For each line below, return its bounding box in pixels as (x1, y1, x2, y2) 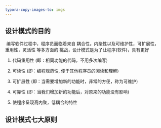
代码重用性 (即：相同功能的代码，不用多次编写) (12, 57, 108, 63)
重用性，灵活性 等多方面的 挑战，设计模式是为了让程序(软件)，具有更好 (5, 47, 150, 53)
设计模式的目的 (5, 27, 51, 35)
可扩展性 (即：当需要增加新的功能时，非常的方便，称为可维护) (12, 79, 138, 85)
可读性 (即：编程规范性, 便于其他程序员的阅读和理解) (12, 68, 119, 74)
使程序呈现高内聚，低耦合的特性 (12, 99, 78, 105)
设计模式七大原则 (5, 115, 57, 124)
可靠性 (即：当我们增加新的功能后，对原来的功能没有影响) (12, 89, 129, 95)
